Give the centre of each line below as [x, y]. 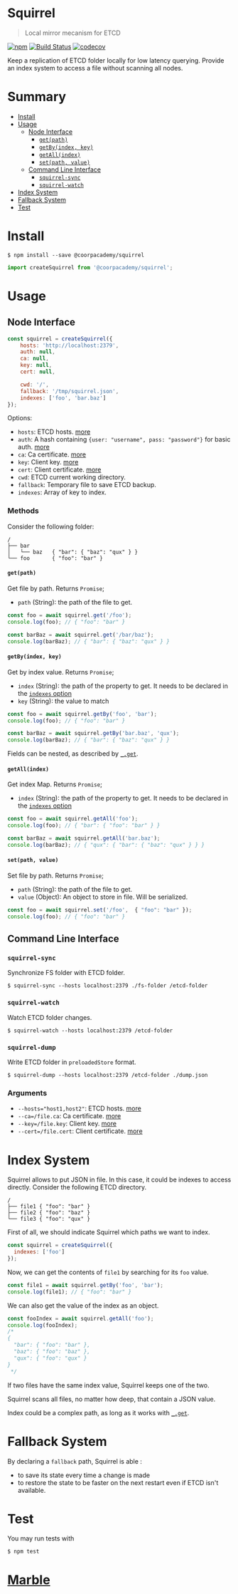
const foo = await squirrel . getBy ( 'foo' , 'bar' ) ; [82, 714]
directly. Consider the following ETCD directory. [77, 1187]
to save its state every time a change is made [84, 1475]
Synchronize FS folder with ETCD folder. [66, 973]
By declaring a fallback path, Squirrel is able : [75, 1461]
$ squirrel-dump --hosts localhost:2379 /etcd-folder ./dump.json [108, 1075]
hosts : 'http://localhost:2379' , [70, 345]
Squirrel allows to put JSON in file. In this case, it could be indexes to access [119, 1179]
